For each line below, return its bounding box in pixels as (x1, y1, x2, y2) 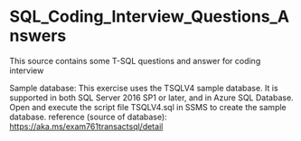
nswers (9, 25, 67, 46)
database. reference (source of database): (9, 111, 167, 122)
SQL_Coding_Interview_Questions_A (9, 6, 290, 27)
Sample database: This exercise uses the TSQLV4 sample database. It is (9, 82, 278, 93)
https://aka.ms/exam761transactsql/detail (9, 120, 164, 132)
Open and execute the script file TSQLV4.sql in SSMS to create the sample (9, 101, 287, 112)
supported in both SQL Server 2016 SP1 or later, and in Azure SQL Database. (9, 92, 294, 103)
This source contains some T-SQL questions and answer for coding (9, 55, 261, 66)
